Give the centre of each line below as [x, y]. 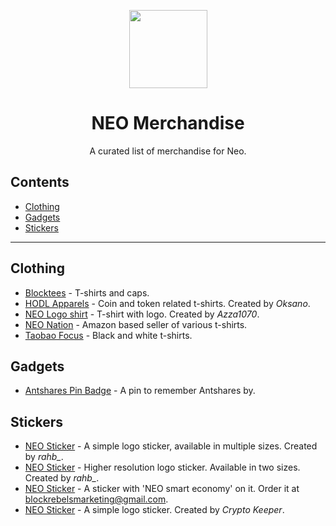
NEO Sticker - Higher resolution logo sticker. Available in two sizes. [162, 467]
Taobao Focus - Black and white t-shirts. [108, 335]
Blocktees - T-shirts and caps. [87, 292]
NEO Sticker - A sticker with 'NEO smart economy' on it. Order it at [162, 489]
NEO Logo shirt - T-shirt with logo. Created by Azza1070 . [142, 314]
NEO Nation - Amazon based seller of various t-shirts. [136, 324]
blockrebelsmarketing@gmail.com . [96, 499]
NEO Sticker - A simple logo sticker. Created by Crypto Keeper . [154, 510]
